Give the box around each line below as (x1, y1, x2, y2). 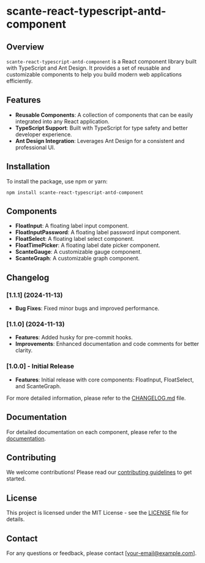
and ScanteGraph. (15, 382, 61, 389)
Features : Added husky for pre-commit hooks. (15, 334, 133, 341)
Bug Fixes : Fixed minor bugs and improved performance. (15, 304, 160, 312)
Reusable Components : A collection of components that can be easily (15, 111, 193, 119)
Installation (6, 161, 50, 172)
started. (6, 475, 26, 482)
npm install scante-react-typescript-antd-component (6, 190, 144, 196)
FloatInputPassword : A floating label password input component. (15, 229, 181, 236)
